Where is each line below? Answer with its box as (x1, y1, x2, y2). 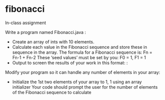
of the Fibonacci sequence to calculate (12, 89, 92, 95)
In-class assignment (5, 20, 46, 26)
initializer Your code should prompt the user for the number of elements (12, 84, 158, 90)
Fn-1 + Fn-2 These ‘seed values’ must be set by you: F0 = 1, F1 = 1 (12, 54, 146, 60)
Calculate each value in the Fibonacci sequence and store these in (12, 44, 147, 50)
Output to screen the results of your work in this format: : (12, 60, 128, 66)
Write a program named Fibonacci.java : (5, 29, 86, 35)
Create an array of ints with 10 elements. (12, 38, 95, 45)
